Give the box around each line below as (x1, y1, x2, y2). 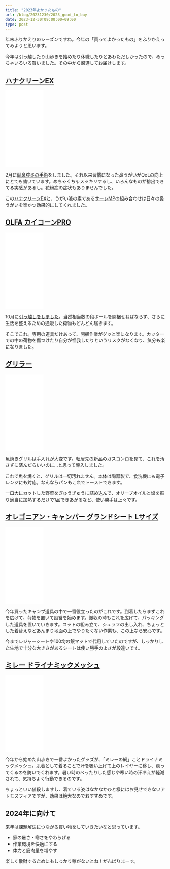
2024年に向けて (5, 809, 56, 818)
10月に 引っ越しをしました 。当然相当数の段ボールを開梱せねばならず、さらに (5, 313, 165, 319)
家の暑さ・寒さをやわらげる (12, 835, 71, 841)
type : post (5, 21, 28, 27)
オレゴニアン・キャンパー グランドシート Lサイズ (5, 513, 159, 522)
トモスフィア (5, 793, 32, 799)
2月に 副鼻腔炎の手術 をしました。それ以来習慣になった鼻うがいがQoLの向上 (5, 172, 163, 178)
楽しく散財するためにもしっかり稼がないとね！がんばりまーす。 (5, 858, 139, 864)
